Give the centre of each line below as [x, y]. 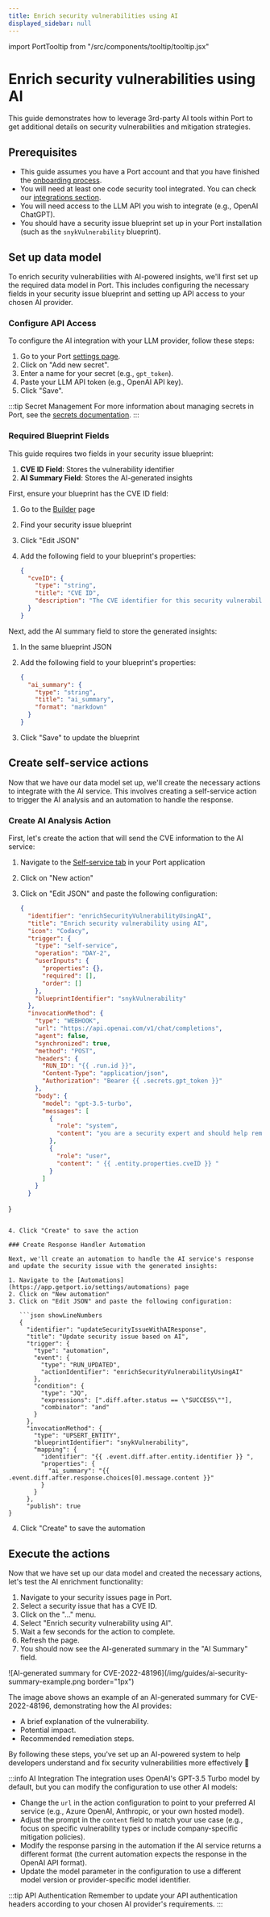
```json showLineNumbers [61, 1316]
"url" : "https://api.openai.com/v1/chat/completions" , [129, 1029]
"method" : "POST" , [66, 1051]
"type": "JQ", [64, 1393]
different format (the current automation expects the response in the [133, 1854]
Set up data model [55, 257]
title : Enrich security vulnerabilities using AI [93, 16]
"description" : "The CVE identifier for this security [129, 601]
